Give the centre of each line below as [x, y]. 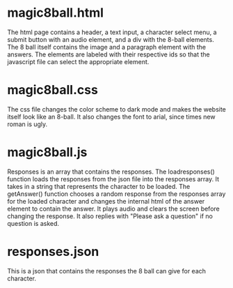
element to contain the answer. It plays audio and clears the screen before [114, 209]
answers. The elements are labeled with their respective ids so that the [109, 54]
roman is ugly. [27, 124]
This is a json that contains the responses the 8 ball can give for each [107, 271]
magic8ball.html [56, 13]
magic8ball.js [47, 152]
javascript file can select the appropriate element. [78, 61]
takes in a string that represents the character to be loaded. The [99, 186]
